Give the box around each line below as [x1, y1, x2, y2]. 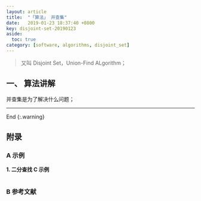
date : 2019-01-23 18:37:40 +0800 [6, 20, 95, 26]
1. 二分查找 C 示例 [6, 166, 50, 173]
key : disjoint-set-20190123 [6, 25, 77, 32]
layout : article [6, 8, 47, 15]
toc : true [11, 36, 36, 42]
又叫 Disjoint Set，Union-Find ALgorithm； [20, 59, 127, 66]
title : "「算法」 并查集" [6, 14, 68, 20]
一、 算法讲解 [6, 78, 56, 89]
